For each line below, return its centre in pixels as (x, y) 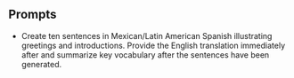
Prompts (33, 15)
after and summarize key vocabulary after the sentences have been (145, 55)
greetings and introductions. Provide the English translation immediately (153, 45)
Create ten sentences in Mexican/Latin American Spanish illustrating (147, 35)
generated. (41, 64)
